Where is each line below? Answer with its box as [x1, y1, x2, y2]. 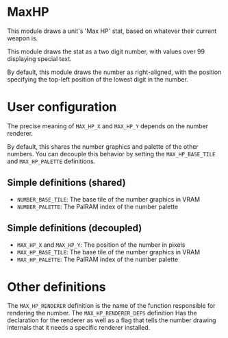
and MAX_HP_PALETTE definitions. [7, 157, 96, 165]
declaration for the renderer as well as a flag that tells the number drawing [7, 316, 216, 324]
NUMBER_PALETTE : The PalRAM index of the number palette [16, 202, 179, 210]
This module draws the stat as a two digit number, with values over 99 [7, 47, 205, 56]
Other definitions [7, 279, 106, 295]
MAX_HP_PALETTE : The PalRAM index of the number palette [16, 255, 179, 263]
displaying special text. [7, 54, 72, 62]
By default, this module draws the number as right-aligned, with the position [7, 68, 222, 76]
